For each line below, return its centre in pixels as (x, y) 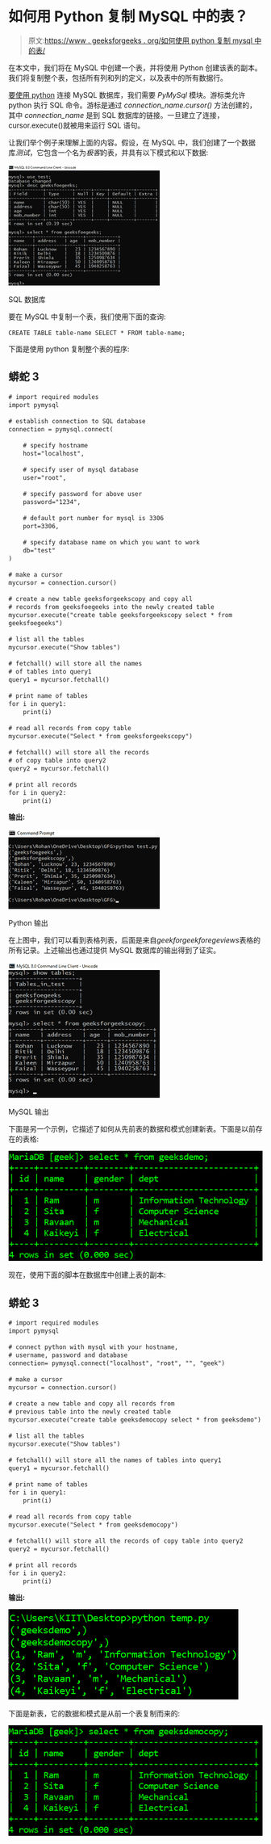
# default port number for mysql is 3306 (93, 518)
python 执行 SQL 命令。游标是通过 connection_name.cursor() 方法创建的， (132, 105)
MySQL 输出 (29, 1111)
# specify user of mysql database (81, 469)
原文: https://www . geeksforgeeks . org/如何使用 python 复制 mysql (140, 40)
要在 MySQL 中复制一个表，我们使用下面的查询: (88, 317)
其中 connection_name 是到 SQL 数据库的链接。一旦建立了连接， (116, 115)
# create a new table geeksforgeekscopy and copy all (101, 599)
